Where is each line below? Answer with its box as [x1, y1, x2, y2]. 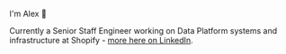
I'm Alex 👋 [9, 9, 47, 19]
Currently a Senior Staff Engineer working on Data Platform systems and [9, 26, 278, 35]
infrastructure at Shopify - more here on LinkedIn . [9, 35, 193, 45]
